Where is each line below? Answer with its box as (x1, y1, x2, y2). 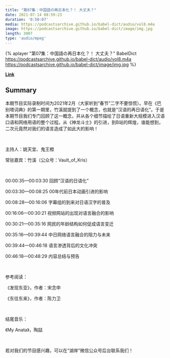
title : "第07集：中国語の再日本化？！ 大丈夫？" (5, 7, 97, 13)
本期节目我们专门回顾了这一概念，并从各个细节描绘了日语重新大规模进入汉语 (5, 113, 165, 119)
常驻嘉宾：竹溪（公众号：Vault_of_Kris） (5, 157, 90, 163)
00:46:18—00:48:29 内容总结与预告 (5, 253, 80, 259)
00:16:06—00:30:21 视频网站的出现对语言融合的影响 (5, 210, 114, 216)
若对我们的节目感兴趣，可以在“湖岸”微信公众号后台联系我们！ (5, 347, 134, 353)
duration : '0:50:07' (5, 17, 49, 22)
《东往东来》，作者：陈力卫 (5, 295, 61, 301)
